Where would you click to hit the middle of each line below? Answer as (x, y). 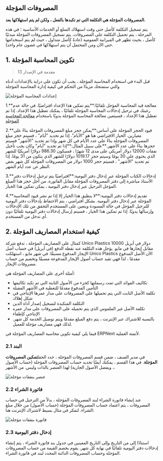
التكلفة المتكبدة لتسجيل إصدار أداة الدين (48, 303)
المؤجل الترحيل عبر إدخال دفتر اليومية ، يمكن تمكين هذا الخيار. (61, 186)
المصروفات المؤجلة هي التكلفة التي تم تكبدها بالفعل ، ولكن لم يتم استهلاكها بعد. (76, 19)
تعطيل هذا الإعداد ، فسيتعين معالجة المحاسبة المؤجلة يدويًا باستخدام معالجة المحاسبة (81, 115)
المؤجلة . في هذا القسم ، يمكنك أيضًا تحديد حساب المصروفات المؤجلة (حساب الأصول (81, 362)
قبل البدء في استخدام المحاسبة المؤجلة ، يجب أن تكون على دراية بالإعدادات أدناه (78, 81)
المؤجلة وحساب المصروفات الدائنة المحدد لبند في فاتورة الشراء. (63, 453)
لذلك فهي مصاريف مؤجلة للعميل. (42, 324)
